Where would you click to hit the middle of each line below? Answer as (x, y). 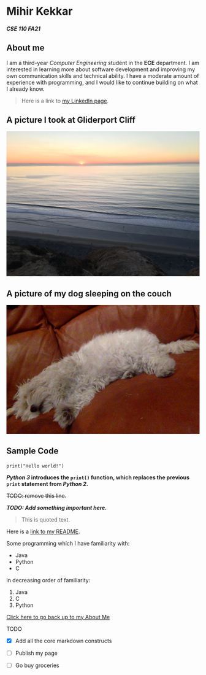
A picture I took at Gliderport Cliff (71, 120)
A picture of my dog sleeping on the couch (89, 294)
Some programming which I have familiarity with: (68, 543)
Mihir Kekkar (40, 11)
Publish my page (36, 653)
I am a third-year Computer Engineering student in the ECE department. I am (103, 63)
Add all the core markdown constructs (63, 641)
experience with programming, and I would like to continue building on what (102, 82)
